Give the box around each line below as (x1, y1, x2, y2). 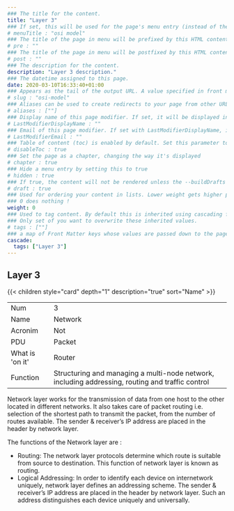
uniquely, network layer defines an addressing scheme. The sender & (17, 481, 217, 489)
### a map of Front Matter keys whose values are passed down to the (7, 230, 214, 237)
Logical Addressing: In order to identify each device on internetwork (17, 473, 214, 482)
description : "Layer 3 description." (7, 68, 117, 75)
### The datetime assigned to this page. (7, 74, 130, 82)
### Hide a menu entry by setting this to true (7, 165, 148, 173)
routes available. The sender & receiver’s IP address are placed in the (7, 417, 206, 425)
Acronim (10, 325, 38, 335)
